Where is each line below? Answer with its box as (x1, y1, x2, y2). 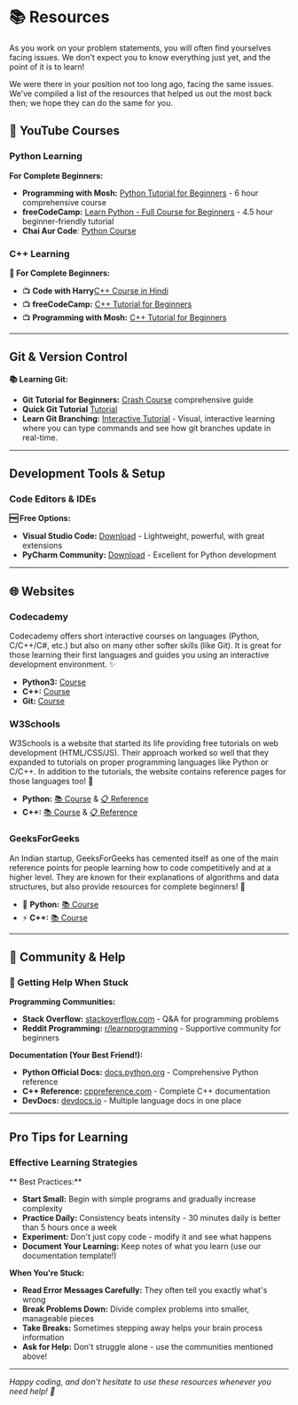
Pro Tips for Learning (9, 1129, 129, 1144)
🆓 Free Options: (9, 513, 71, 524)
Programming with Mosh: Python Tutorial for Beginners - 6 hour (21, 188, 259, 198)
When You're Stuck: (9, 1268, 85, 1279)
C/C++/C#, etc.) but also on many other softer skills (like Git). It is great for (9, 640, 282, 651)
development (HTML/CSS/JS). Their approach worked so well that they (9, 748, 269, 759)
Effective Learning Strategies (9, 1156, 138, 1168)
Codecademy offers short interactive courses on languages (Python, (9, 630, 260, 641)
